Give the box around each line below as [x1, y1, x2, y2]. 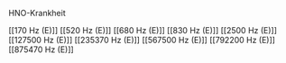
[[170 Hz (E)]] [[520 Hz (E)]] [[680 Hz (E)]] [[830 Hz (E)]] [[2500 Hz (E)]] [8, 25, 277, 35]
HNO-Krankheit [8, 8, 67, 18]
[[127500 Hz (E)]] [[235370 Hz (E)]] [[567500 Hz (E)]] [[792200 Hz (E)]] [8, 35, 276, 45]
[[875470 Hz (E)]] [8, 44, 74, 55]
